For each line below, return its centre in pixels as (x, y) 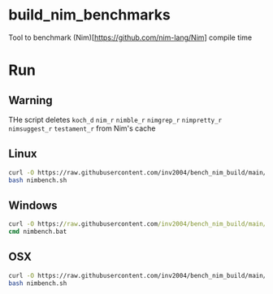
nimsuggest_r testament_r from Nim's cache (82, 128)
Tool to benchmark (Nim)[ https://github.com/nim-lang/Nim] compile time (130, 37)
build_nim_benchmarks (89, 15)
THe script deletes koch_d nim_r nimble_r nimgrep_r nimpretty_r (115, 119)
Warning (30, 100)
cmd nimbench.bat (38, 232)
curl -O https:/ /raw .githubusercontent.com (83, 224)
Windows (33, 205)
